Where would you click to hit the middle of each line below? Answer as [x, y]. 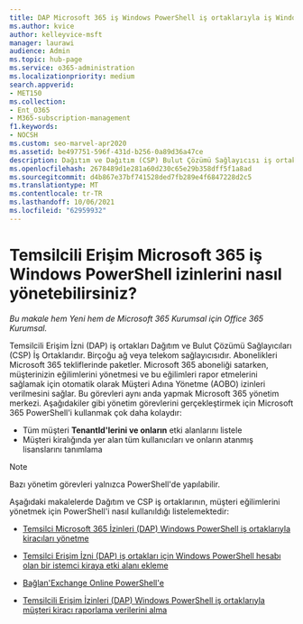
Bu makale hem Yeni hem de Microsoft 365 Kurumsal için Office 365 [137, 318]
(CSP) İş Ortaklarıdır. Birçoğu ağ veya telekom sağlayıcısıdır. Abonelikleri [143, 355]
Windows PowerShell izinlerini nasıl [146, 274]
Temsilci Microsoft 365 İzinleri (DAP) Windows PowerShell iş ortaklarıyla [156, 528]
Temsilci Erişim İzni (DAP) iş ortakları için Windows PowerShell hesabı [151, 555]
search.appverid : [42, 85]
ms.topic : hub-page [46, 60]
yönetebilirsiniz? [73, 293]
